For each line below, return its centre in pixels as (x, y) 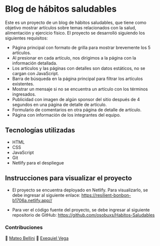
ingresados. (24, 94)
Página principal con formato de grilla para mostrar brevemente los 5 (81, 47)
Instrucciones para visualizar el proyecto (69, 178)
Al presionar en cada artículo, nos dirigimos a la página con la (74, 58)
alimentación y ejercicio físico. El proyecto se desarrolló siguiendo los (75, 33)
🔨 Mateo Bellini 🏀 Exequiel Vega (37, 238)
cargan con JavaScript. (36, 73)
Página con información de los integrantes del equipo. (66, 115)
